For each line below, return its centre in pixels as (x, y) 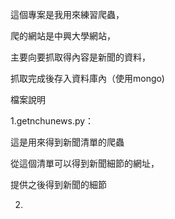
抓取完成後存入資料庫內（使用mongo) (87, 78)
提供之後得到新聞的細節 (58, 184)
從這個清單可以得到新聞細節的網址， (85, 163)
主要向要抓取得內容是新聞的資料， (80, 57)
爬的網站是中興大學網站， (63, 36)
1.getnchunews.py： (52, 121)
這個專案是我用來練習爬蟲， (67, 14)
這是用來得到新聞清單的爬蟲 (67, 142)
